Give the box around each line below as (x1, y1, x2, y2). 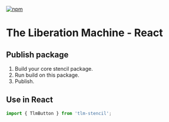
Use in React (6, 95, 53, 105)
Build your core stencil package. (14, 65, 93, 72)
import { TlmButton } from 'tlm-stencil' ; (6, 110, 112, 116)
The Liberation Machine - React (6, 27, 163, 39)
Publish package (6, 50, 69, 60)
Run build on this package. (14, 71, 79, 78)
